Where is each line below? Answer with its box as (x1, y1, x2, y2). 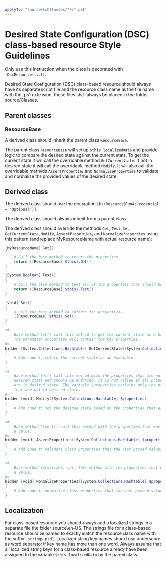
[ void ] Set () (5, 300, 32, 305)
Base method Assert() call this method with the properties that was (14, 424, 161, 429)
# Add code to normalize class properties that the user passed (14, 488, 149, 494)
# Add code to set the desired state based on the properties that (14, 406, 156, 411)
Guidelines (5, 50, 50, 61)
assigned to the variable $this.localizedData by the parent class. (5, 551, 139, 557)
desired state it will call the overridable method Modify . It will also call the (5, 163, 154, 169)
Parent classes (5, 111, 52, 120)
